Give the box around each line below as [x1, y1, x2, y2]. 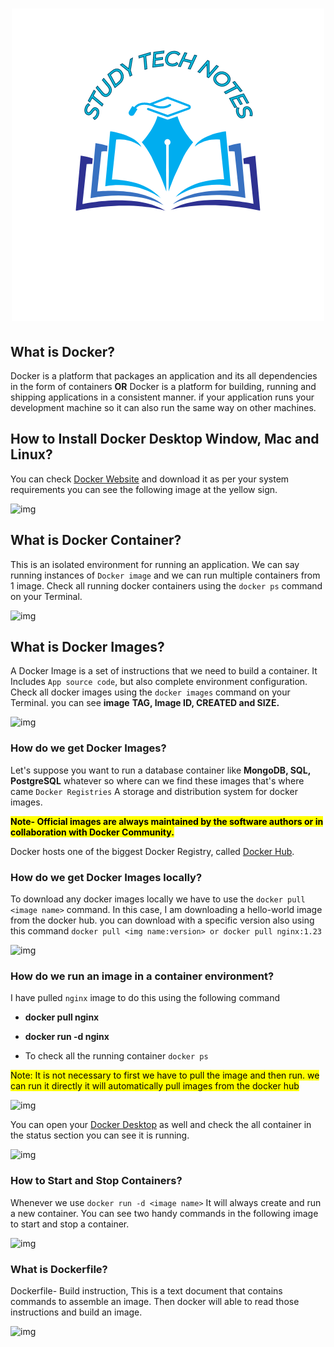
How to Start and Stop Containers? [10, 1174, 183, 1188]
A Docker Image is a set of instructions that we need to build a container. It [10, 665, 318, 677]
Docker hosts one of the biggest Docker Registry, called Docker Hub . [10, 845, 295, 857]
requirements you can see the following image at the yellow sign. [10, 483, 278, 495]
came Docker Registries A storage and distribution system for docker [10, 785, 299, 797]
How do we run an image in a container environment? [10, 969, 275, 983]
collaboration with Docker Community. [10, 826, 175, 838]
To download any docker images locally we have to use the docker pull [10, 893, 306, 905]
